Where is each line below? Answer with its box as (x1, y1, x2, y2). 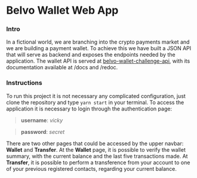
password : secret (20, 128, 65, 135)
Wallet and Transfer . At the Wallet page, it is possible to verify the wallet (6, 146, 186, 153)
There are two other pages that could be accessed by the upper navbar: (6, 140, 184, 147)
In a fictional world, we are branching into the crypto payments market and (6, 38, 190, 45)
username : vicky (20, 116, 63, 124)
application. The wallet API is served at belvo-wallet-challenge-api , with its (6, 57, 190, 65)
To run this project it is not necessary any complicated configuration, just (6, 92, 186, 99)
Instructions (6, 79, 43, 87)
